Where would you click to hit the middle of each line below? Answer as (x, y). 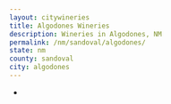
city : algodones (39, 68)
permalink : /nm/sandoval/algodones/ (77, 42)
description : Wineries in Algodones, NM (86, 34)
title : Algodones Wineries (60, 26)
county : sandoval (42, 59)
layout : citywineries (50, 17)
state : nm (28, 51)
